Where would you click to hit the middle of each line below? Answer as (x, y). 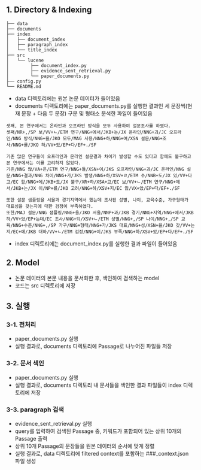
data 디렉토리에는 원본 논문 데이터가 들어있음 (68, 98)
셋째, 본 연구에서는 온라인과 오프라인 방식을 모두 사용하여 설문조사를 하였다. (89, 126)
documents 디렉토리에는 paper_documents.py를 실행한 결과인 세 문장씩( (101, 106)
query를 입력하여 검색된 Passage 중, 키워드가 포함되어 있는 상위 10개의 (98, 431)
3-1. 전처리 (21, 325)
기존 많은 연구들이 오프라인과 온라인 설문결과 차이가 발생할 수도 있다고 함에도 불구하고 (99, 156)
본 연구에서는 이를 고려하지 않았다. (44, 163)
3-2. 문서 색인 (25, 363)
